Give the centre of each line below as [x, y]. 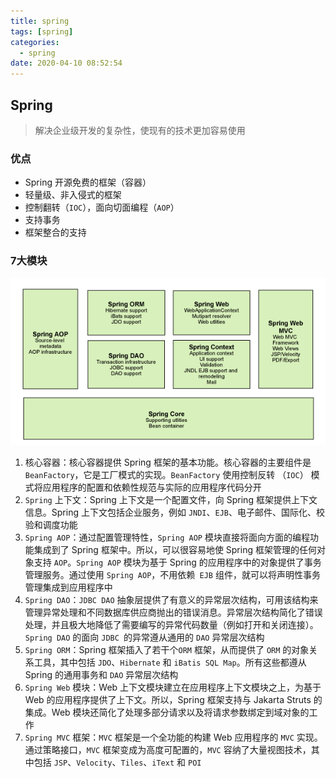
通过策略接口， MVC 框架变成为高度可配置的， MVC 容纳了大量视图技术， [168, 749]
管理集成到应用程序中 [68, 587]
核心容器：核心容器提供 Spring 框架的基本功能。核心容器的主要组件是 [168, 462]
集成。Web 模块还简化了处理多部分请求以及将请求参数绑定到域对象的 [167, 712]
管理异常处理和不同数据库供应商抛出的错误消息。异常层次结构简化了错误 [173, 612]
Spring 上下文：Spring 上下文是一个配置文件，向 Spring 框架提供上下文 [171, 499]
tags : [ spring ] [42, 31]
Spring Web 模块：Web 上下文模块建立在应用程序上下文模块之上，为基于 [173, 687]
